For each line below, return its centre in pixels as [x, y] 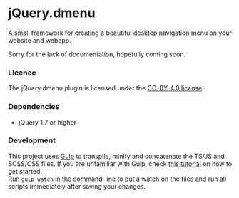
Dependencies [34, 107]
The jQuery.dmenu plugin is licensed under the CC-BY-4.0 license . [106, 88]
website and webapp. [40, 40]
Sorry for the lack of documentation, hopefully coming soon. [97, 54]
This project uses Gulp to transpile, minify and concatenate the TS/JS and [117, 156]
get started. [25, 171]
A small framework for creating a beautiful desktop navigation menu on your [120, 33]
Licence [22, 73]
